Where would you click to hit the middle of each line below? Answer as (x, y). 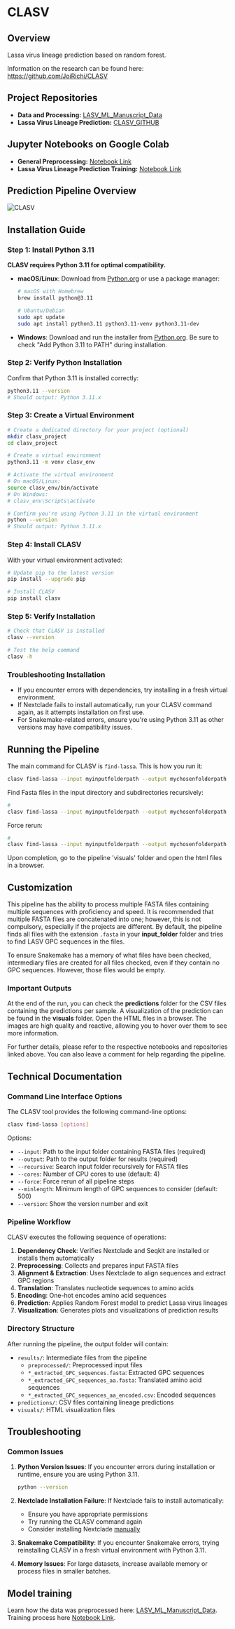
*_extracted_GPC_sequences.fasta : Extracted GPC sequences (116, 1372)
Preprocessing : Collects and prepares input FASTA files (98, 1266)
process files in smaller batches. (64, 1571)
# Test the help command (43, 650)
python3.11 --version (39, 391)
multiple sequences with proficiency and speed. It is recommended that (111, 912)
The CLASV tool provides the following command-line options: (97, 1112)
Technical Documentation (65, 1077)
